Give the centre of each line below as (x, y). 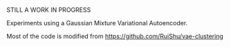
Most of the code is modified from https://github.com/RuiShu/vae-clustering (115, 36)
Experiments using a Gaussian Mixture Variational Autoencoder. (97, 23)
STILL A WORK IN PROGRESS (49, 10)
